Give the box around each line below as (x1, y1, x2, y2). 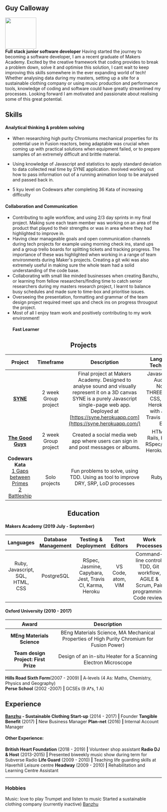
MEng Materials (10, 632, 49, 639)
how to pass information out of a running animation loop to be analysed (12, 171, 159, 177)
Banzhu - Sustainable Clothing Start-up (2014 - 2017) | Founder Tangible (5, 713, 158, 719)
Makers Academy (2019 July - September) (5, 523, 95, 529)
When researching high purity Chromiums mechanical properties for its (12, 136, 158, 142)
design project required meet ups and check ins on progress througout (12, 299, 158, 305)
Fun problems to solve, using (71, 468, 138, 475)
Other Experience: (5, 735, 44, 741)
